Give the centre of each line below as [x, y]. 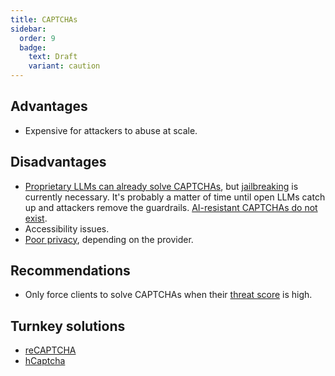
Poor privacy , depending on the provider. [109, 239]
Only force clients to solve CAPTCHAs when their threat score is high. [168, 295]
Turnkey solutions [68, 326]
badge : [33, 47]
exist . [36, 218]
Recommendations [70, 271]
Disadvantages [58, 162]
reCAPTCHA [50, 350]
